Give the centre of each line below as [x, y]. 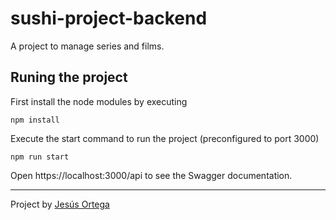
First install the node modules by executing [99, 101]
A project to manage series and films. [87, 46]
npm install [35, 120]
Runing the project [69, 77]
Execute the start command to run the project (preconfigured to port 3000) [165, 138]
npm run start [40, 157]
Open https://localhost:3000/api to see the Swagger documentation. [151, 175]
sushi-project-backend [109, 18]
